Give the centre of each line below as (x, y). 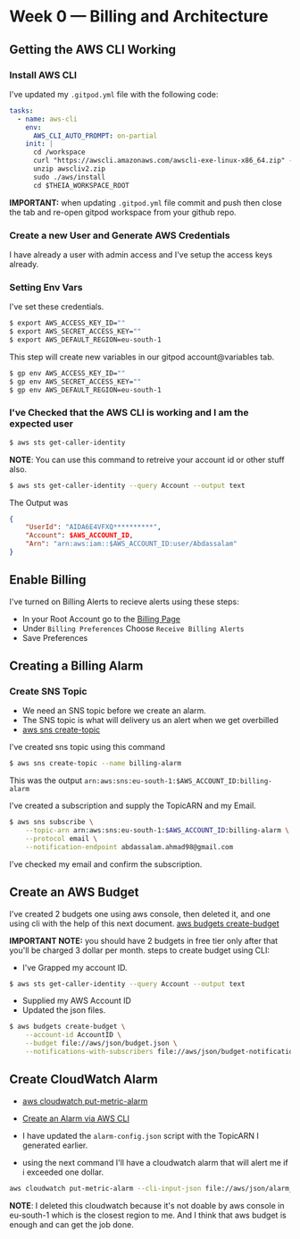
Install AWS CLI (43, 75)
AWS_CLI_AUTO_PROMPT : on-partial (95, 136)
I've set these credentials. (57, 307)
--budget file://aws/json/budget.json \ (101, 1043)
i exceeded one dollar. (63, 1172)
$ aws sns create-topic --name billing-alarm (95, 763)
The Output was (39, 502)
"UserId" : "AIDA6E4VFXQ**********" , (94, 527)
